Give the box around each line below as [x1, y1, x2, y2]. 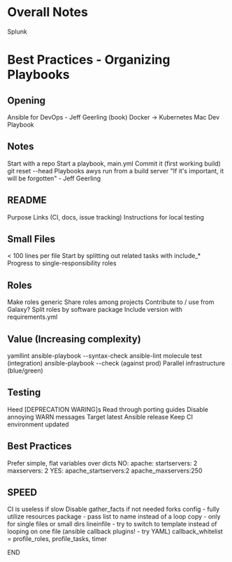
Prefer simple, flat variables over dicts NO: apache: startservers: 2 [7, 459, 198, 467]
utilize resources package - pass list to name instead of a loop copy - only [7, 512, 221, 521]
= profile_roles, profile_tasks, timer [7, 535, 107, 543]
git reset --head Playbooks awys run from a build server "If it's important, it [7, 166, 224, 175]
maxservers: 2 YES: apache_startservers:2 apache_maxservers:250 [7, 466, 203, 475]
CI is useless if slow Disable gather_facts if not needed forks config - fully [7, 505, 220, 514]
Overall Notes [7, 4, 89, 20]
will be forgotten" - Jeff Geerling [7, 174, 101, 182]
